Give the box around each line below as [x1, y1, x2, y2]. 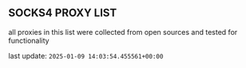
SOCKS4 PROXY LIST [8, 6, 117, 20]
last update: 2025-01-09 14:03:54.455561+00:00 [8, 51, 164, 60]
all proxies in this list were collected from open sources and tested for [8, 27, 238, 36]
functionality [8, 36, 50, 45]
